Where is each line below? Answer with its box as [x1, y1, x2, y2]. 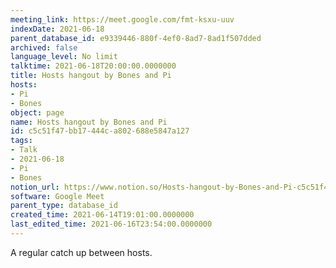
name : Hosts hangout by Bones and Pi [10, 117, 168, 127]
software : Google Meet [10, 191, 105, 201]
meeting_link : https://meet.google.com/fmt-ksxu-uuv [10, 14, 235, 25]
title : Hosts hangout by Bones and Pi [10, 71, 172, 81]
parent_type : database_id [10, 201, 118, 211]
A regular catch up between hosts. [10, 246, 153, 258]
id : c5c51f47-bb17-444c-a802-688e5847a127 [10, 126, 190, 136]
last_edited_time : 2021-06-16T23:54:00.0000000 [10, 219, 213, 230]
